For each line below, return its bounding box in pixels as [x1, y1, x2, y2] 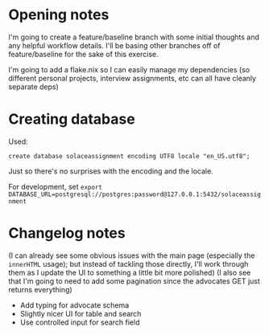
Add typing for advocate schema [19, 300, 130, 310]
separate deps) [8, 82, 59, 92]
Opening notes [8, 6, 110, 24]
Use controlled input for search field [19, 317, 140, 327]
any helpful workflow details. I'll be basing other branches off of [8, 40, 221, 50]
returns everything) [8, 284, 72, 294]
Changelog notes [8, 224, 126, 243]
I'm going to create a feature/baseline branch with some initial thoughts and [8, 32, 260, 42]
